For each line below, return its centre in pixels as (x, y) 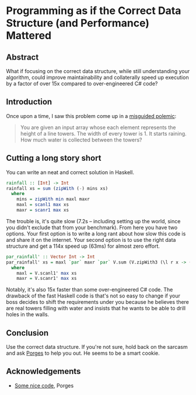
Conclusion (27, 333)
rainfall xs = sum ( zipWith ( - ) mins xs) (57, 188)
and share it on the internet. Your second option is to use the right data (91, 240)
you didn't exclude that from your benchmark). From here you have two (92, 227)
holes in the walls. (28, 314)
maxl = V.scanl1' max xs (47, 273)
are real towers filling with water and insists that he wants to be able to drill (96, 309)
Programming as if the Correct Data (94, 11)
